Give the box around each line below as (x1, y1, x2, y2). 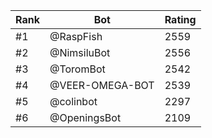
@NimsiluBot (49, 46, 111, 59)
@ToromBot (49, 62, 106, 76)
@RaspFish (49, 30, 103, 43)
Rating (164, 13, 197, 26)
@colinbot (49, 95, 98, 108)
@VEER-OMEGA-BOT (49, 79, 155, 92)
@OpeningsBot (49, 111, 122, 124)
